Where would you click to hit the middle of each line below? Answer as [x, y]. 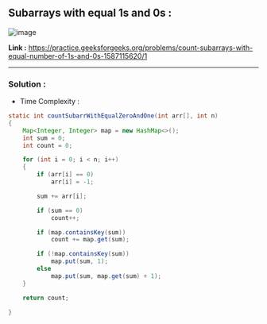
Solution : [27, 84]
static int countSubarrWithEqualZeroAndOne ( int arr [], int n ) [113, 116]
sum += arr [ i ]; [62, 196]
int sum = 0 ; [44, 138]
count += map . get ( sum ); [90, 240]
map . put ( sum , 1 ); [79, 261]
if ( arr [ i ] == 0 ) [65, 175]
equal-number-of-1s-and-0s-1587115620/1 [78, 56]
